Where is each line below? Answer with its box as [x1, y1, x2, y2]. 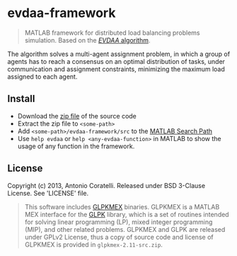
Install [7, 93, 35, 105]
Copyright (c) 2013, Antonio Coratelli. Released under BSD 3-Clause [7, 181, 206, 189]
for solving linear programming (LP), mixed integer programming [24, 218, 213, 226]
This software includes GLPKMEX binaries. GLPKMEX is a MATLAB [24, 202, 220, 211]
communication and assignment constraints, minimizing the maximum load [7, 65, 225, 73]
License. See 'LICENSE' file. [7, 189, 89, 197]
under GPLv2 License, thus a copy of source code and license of [24, 233, 214, 241]
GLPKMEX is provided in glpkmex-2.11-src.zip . [24, 240, 163, 249]
